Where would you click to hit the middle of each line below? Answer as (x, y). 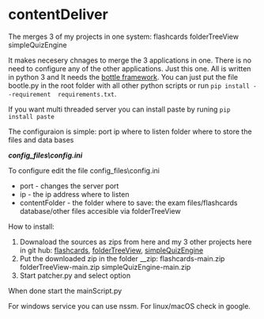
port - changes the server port (69, 186)
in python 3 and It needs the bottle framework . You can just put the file (123, 77)
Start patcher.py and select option (75, 275)
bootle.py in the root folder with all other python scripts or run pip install (129, 85)
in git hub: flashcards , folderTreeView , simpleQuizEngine (111, 250)
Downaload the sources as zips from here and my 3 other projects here (136, 241)
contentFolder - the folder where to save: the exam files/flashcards (128, 203)
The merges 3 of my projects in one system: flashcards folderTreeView (124, 36)
